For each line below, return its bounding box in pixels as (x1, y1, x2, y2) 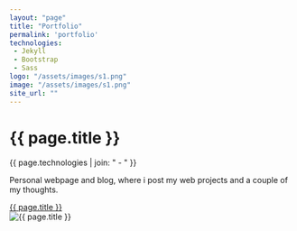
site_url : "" (9, 88, 59, 97)
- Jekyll (13, 47, 47, 56)
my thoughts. (9, 184, 59, 195)
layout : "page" (9, 13, 67, 23)
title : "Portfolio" (9, 22, 83, 31)
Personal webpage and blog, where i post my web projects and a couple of (9, 175, 289, 186)
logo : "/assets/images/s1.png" (9, 72, 127, 81)
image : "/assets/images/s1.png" (9, 80, 131, 89)
